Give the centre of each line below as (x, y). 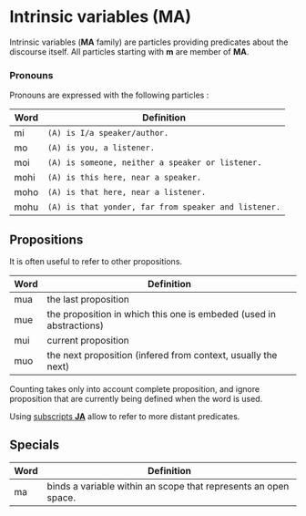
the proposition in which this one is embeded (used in (161, 315)
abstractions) (76, 325)
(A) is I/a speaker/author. (108, 133)
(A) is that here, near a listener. (127, 192)
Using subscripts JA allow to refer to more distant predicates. (125, 417)
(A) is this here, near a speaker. (124, 178)
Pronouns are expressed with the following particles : (109, 95)
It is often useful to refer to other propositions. (96, 262)
